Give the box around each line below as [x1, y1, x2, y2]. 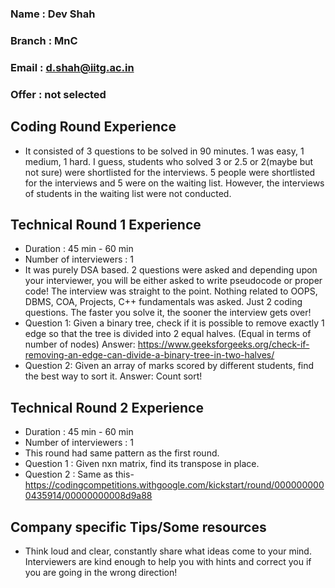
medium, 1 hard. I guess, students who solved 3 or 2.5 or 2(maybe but [24, 155, 314, 167]
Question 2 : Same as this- [24, 468, 135, 481]
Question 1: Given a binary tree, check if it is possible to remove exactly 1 [24, 317, 325, 329]
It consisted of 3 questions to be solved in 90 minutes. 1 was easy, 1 [24, 145, 305, 157]
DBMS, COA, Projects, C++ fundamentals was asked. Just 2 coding [24, 296, 303, 308]
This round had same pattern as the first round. [24, 447, 220, 459]
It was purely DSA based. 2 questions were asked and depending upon [24, 264, 318, 276]
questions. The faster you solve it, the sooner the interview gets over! [24, 307, 312, 319]
